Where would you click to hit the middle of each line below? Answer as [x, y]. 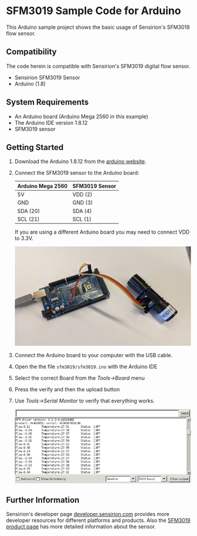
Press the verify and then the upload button [67, 389]
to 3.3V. [24, 238]
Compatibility [31, 52]
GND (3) [83, 203]
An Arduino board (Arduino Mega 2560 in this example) [81, 116]
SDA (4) [82, 211]
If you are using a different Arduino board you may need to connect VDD [102, 232]
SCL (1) [82, 219]
